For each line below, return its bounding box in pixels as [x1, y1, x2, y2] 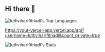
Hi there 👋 [5, 5, 35, 13]
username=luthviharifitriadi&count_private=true [5, 32, 101, 38]
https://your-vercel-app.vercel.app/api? [5, 27, 85, 33]
